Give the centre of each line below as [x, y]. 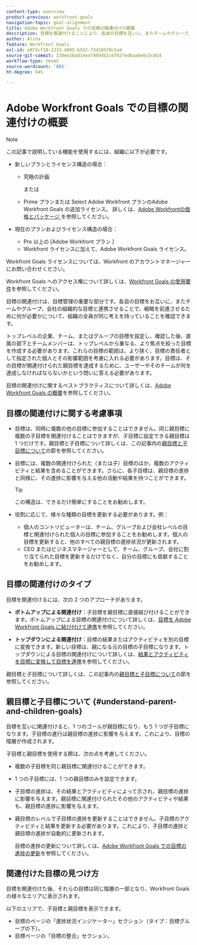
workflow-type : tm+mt [33, 61]
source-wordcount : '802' [36, 66]
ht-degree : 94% [25, 72]
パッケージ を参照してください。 [73, 216]
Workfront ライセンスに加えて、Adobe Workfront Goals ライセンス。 [106, 249]
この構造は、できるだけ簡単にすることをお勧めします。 [81, 502]
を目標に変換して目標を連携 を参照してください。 [74, 661]
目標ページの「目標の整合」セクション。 [64, 936]
